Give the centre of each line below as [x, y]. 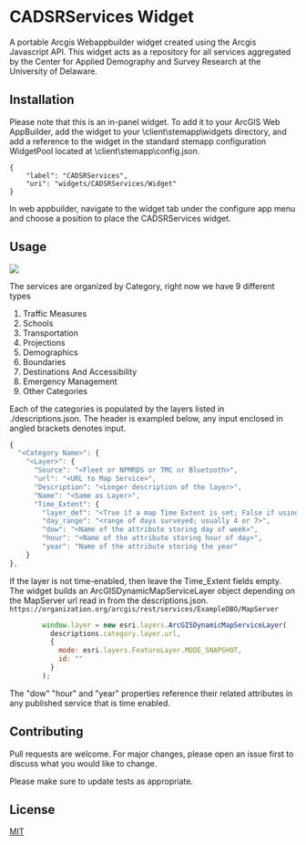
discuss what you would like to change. [83, 763]
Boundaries [44, 361]
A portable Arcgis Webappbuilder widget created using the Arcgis [133, 42]
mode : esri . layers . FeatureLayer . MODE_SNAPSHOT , [150, 651]
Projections [44, 342]
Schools [38, 323]
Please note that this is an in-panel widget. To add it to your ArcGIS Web [145, 121]
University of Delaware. [54, 71]
